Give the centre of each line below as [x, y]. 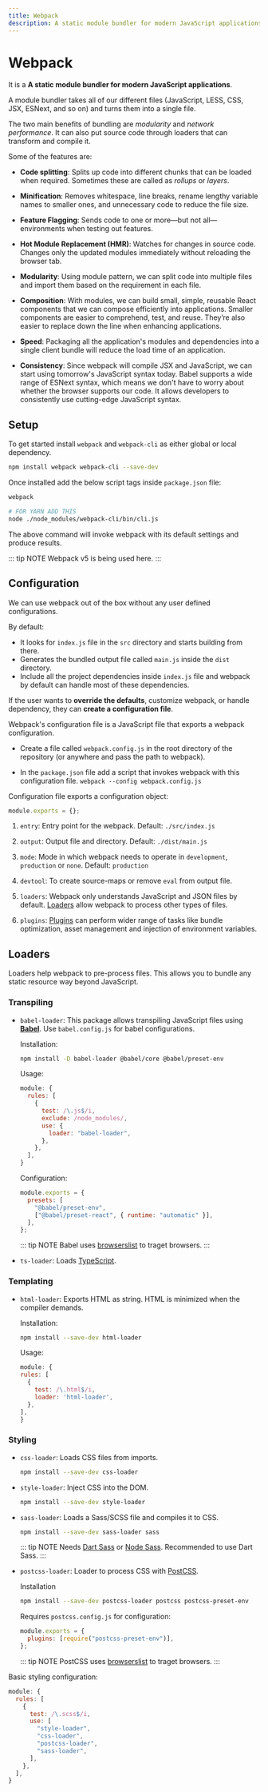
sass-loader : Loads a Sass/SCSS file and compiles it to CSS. [119, 1517]
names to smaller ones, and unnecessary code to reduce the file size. [134, 205]
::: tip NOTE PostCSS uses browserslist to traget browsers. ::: [120, 1661]
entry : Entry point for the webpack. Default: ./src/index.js [117, 826]
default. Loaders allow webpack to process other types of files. [124, 905]
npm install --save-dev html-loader [81, 1337]
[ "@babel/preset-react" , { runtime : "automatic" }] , [124, 1215]
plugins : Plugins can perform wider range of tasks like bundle [121, 920]
